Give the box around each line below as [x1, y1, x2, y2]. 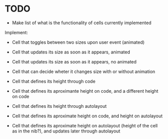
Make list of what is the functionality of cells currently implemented [12, 20, 151, 26]
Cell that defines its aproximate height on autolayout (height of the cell [12, 122, 158, 128]
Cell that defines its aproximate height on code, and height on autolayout [12, 113, 163, 119]
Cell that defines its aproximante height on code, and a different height [12, 88, 159, 94]
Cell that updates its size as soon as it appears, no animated [12, 58, 137, 64]
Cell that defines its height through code [12, 78, 96, 84]
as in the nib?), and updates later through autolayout [12, 128, 121, 134]
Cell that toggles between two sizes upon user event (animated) [12, 39, 145, 45]
